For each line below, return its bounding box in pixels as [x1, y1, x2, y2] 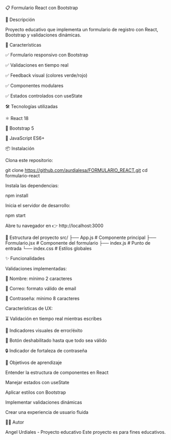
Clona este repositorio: [5, 157, 54, 163]
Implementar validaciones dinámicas [5, 399, 83, 405]
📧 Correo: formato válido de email [5, 286, 77, 291]
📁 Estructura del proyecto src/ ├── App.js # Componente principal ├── [5, 234, 157, 241]
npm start [5, 212, 26, 218]
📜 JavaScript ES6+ [5, 135, 45, 141]
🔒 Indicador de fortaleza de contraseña [5, 348, 88, 353]
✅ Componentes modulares [5, 83, 64, 89]
